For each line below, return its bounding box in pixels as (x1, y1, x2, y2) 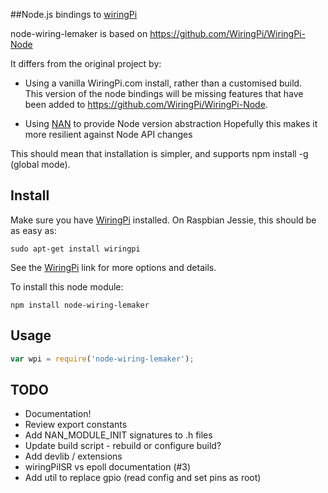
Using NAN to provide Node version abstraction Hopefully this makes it (24, 118, 318, 129)
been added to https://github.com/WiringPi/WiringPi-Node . (24, 99, 268, 110)
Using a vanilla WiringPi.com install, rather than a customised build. (24, 77, 303, 89)
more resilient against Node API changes (24, 129, 193, 140)
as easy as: (10, 224, 57, 236)
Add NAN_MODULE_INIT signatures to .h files (24, 429, 213, 441)
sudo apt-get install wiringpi (10, 244, 141, 254)
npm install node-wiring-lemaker (10, 300, 150, 310)
